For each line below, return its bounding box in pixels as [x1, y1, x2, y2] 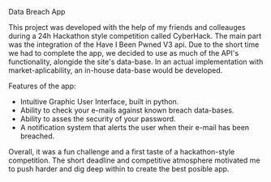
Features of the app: [8, 81, 76, 91]
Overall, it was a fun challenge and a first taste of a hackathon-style [8, 147, 235, 156]
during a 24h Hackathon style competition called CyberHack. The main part [8, 32, 262, 40]
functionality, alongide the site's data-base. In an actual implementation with [8, 57, 264, 66]
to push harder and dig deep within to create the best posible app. [8, 164, 230, 173]
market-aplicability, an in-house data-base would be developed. [8, 66, 223, 75]
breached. [19, 131, 55, 141]
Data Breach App [8, 7, 66, 16]
